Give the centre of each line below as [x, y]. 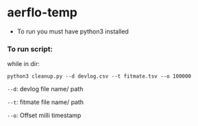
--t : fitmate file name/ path [46, 102]
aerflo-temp [42, 13]
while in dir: [23, 64]
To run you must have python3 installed [73, 31]
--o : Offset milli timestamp [44, 115]
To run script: [30, 49]
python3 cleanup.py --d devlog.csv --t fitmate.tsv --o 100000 [99, 76]
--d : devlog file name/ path [45, 89]
